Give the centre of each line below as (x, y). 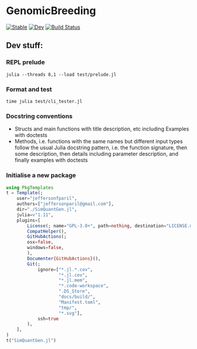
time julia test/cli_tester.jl (44, 101)
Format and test (29, 89)
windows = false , (46, 248)
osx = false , (40, 242)
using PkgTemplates (30, 187)
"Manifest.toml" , (79, 302)
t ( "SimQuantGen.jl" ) (31, 341)
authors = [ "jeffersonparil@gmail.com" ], (65, 204)
